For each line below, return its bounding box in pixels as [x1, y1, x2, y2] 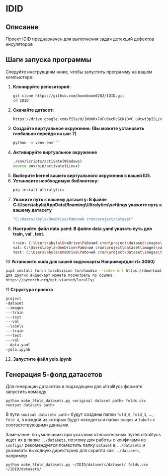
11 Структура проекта [5, 287, 53, 293]
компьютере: [5, 74, 34, 80]
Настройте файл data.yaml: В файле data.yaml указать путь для [12, 226, 152, 232]
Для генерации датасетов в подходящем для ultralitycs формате [5, 384, 143, 390]
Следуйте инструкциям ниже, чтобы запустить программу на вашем [5, 69, 153, 75]
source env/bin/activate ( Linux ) [12, 163, 80, 169]
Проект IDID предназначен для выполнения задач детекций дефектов [5, 36, 155, 42]
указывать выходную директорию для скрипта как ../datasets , [5, 448, 141, 454]
